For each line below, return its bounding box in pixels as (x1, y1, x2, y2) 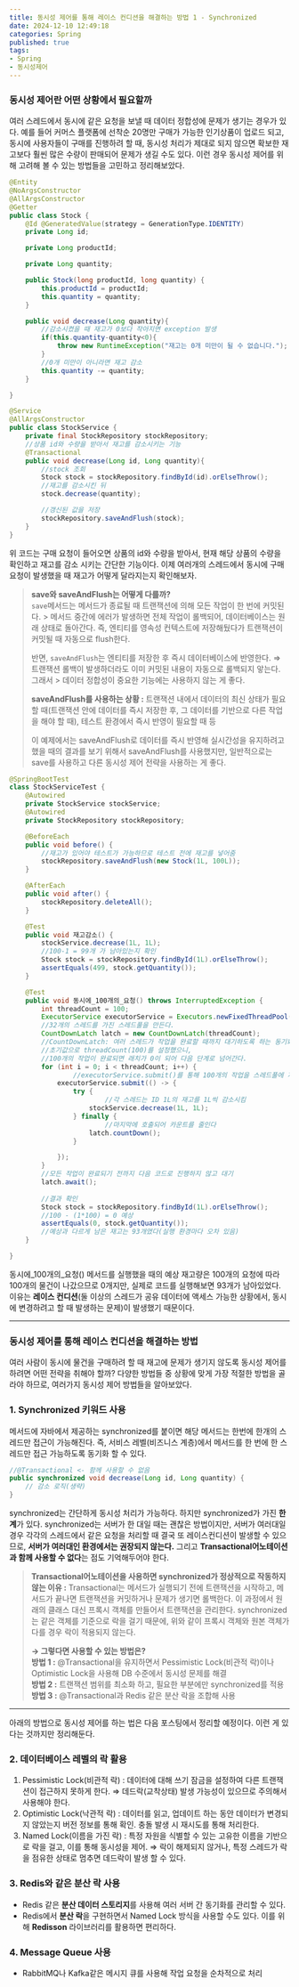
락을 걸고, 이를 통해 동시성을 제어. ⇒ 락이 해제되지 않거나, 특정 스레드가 (31, 1842, 279, 1853)
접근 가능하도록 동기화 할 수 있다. (32, 1448, 147, 1458)
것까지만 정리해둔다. (25, 1729, 95, 1740)
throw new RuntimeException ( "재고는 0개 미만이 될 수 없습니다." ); (56, 342, 288, 351)
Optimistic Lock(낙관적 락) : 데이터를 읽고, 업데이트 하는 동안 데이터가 (21, 1808, 265, 1819)
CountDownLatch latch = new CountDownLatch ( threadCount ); (41, 1029, 261, 1038)
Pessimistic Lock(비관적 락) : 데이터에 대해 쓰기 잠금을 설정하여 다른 (21, 1775, 261, 1786)
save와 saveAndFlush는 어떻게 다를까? (30, 588, 171, 599)
